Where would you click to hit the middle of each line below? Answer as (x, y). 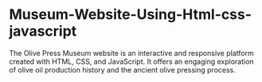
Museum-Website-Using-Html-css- (131, 15)
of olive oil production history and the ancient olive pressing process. (122, 69)
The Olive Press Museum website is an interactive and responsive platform (131, 53)
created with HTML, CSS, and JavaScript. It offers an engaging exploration (131, 61)
